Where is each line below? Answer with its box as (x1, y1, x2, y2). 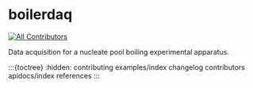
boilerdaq (8, 6, 73, 24)
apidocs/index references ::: (8, 71, 101, 80)
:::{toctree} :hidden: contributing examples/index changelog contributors (8, 62, 246, 72)
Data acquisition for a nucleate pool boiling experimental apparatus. (8, 47, 230, 56)
